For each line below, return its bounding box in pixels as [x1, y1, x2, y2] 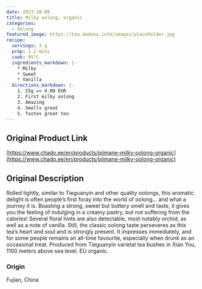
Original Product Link [6, 133, 88, 143]
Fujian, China [6, 276, 39, 284]
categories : [6, 20, 36, 26]
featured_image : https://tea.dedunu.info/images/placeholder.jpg [6, 32, 175, 38]
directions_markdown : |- [12, 83, 75, 89]
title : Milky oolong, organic [6, 15, 83, 21]
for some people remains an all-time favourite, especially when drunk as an [6, 234, 195, 242]
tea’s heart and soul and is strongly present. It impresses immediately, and [6, 228, 192, 235]
